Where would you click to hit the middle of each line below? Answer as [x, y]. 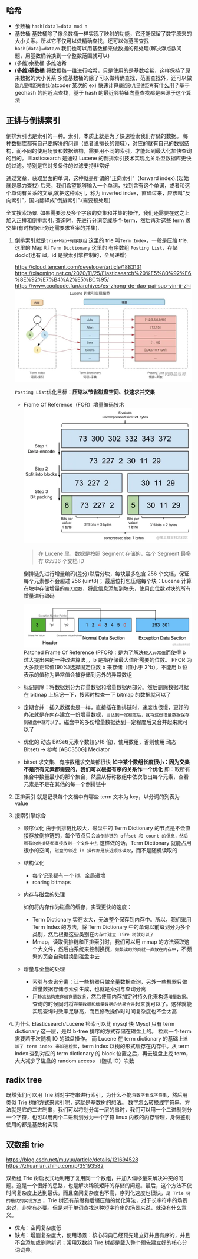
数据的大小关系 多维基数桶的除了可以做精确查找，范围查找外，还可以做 [106, 78]
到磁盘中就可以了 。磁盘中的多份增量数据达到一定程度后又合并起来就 [103, 722]
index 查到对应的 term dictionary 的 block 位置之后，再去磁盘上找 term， [103, 1054]
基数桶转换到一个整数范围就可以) [70, 56]
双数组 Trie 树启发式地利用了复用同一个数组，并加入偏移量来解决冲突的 [92, 1178]
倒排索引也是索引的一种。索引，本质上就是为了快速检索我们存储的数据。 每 [97, 136]
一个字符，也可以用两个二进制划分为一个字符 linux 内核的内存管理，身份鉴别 [98, 1117]
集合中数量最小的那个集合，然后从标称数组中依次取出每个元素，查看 [106, 777]
